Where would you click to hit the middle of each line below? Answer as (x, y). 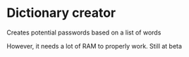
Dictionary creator (61, 13)
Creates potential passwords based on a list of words (84, 32)
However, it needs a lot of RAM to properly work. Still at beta (94, 46)
